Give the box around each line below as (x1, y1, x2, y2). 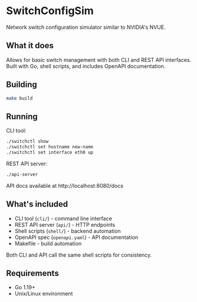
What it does (6, 41, 54, 51)
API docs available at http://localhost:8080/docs (6, 182, 124, 189)
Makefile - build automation (14, 240, 82, 247)
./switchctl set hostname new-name (6, 144, 94, 150)
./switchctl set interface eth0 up (6, 150, 94, 155)
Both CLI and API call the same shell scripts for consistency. (6, 251, 152, 258)
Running (6, 111, 38, 121)
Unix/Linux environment (14, 290, 73, 297)
